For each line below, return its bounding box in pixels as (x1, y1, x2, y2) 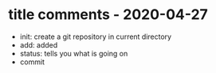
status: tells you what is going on (19, 48, 128, 58)
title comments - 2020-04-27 (8, 6, 209, 24)
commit (19, 57, 45, 67)
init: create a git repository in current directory (19, 32, 172, 41)
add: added (19, 40, 58, 49)
